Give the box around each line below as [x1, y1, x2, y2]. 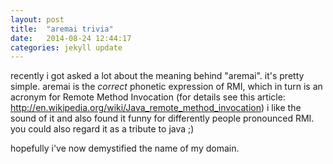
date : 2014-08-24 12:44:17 [10, 33, 132, 43]
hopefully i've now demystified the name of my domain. [10, 142, 240, 155]
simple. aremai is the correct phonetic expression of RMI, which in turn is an [10, 81, 323, 93]
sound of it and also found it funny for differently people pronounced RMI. [10, 112, 315, 125]
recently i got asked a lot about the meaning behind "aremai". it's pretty [10, 70, 305, 82]
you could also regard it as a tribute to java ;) [10, 123, 195, 135]
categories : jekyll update [10, 42, 123, 53]
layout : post [10, 14, 65, 25]
